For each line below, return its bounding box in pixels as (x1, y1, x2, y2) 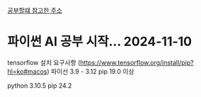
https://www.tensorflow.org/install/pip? (80, 58, 194, 67)
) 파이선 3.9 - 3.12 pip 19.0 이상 (47, 67, 134, 76)
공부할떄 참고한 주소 (7, 6, 62, 14)
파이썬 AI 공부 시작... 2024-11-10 (7, 34, 193, 50)
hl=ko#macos (7, 67, 47, 76)
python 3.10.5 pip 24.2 (7, 81, 72, 90)
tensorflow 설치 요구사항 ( (7, 58, 81, 67)
